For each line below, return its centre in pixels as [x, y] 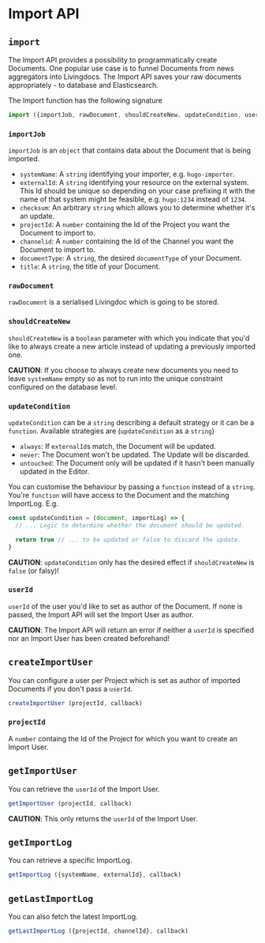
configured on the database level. [63, 387]
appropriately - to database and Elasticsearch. [84, 85]
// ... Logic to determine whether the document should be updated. [130, 525]
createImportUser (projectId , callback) [76, 703]
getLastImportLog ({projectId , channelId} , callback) [99, 931]
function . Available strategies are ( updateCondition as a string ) [111, 431]
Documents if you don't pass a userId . [70, 688]
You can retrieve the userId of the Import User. [84, 789]
